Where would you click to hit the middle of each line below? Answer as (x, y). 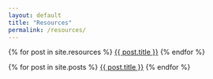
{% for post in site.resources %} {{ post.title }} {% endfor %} (106, 52)
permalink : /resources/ (47, 30)
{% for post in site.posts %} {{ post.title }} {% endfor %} (99, 67)
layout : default (35, 15)
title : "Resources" (40, 23)
